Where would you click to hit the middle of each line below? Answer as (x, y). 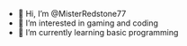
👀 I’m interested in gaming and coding (88, 23)
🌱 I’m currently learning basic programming (98, 32)
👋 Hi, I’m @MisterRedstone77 (72, 14)
